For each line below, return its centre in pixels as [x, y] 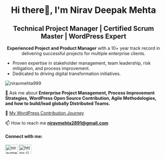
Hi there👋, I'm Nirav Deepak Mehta [83, 10]
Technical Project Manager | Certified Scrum [83, 29]
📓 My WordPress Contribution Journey [45, 113]
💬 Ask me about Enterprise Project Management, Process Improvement [80, 93]
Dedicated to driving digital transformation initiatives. [66, 74]
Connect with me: [24, 136]
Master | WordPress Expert [83, 36]
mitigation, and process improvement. [51, 68]
